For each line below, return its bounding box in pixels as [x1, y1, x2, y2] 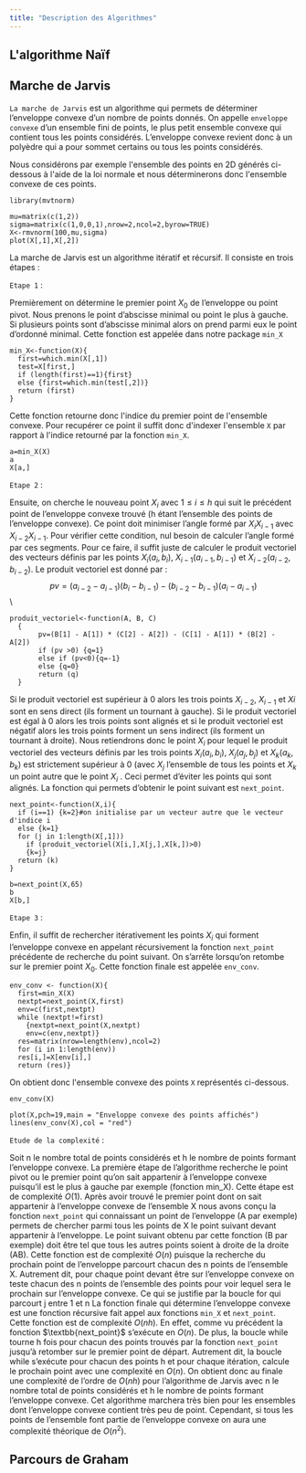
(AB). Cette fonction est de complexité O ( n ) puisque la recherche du [9, 1248, 267, 1260]
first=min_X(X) [17, 988, 76, 998]
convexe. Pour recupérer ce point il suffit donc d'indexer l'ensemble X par [9, 419, 286, 430]
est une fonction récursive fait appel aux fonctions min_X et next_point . [9, 1307, 277, 1318]
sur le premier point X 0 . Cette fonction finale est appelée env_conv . [9, 961, 260, 973]
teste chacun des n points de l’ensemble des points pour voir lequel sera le [9, 1278, 291, 1289]
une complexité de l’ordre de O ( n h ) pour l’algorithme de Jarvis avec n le [9, 1375, 280, 1386]
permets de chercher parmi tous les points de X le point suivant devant [9, 1220, 277, 1231]
